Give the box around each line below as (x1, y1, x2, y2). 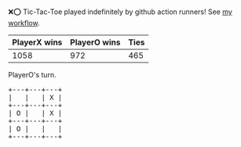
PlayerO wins (70, 37, 121, 48)
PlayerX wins (12, 37, 63, 48)
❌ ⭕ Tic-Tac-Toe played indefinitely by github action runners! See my (8, 7, 233, 16)
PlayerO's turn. (8, 70, 57, 79)
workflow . (8, 19, 40, 27)
